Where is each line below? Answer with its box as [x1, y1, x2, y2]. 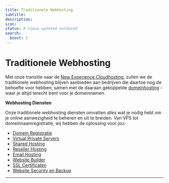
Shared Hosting [12, 141, 45, 147]
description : [5, 17, 33, 22]
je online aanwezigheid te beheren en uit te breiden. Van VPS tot [5, 114, 138, 121]
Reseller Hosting [12, 146, 47, 152]
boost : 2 [10, 36, 28, 41]
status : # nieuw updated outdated [5, 26, 78, 31]
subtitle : [5, 12, 26, 17]
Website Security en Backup [12, 167, 71, 173]
